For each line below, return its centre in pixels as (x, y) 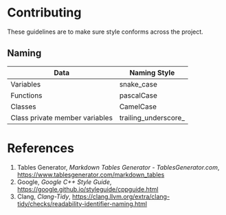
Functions (26, 95)
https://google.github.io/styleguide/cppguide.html (88, 189)
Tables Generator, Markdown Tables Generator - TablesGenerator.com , (118, 167)
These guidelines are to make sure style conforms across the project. (105, 32)
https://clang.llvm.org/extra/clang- (121, 196)
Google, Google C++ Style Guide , (64, 182)
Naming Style (152, 72)
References (41, 148)
